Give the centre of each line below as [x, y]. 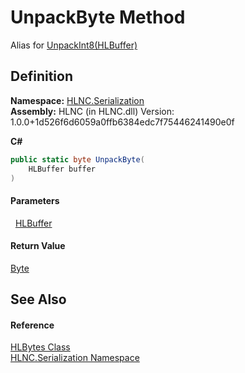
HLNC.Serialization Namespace [75, 358]
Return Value [38, 246]
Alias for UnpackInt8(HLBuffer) [74, 45]
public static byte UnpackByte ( [77, 159]
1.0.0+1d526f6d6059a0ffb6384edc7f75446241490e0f [122, 122]
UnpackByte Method [98, 17]
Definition [41, 76]
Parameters [35, 200]
